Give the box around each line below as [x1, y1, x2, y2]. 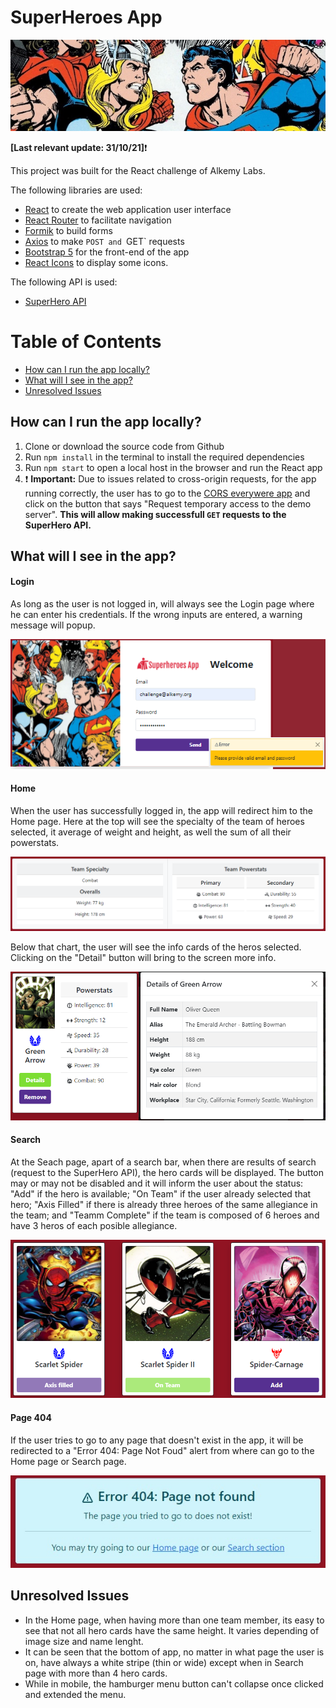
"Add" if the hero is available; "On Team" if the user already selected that [10, 1187, 312, 1200]
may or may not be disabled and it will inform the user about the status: [10, 1177, 304, 1189]
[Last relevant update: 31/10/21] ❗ [10, 141, 148, 153]
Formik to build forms [24, 224, 113, 236]
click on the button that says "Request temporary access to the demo [24, 497, 312, 510]
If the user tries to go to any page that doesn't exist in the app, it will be [10, 1434, 304, 1446]
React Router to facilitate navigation [24, 214, 172, 226]
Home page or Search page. [10, 1455, 127, 1467]
